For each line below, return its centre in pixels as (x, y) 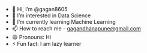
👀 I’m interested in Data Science (51, 15)
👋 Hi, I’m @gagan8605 (40, 9)
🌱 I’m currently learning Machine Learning (64, 22)
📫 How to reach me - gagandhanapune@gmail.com (76, 29)
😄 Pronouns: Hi (31, 37)
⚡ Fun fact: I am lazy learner (46, 44)
